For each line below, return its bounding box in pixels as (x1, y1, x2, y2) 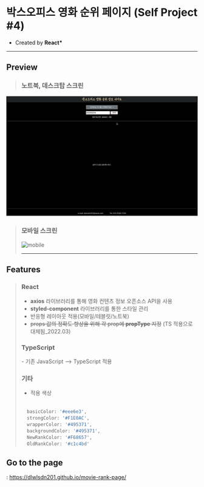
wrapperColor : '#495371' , (27, 421, 92, 427)
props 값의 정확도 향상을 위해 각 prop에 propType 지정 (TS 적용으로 (30, 320, 193, 327)
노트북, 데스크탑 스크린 (21, 81, 84, 90)
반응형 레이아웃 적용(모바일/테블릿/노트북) (30, 312, 129, 319)
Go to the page (6, 457, 63, 468)
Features (6, 265, 41, 275)
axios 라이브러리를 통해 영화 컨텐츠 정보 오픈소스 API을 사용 (30, 297, 173, 304)
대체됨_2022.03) (30, 327, 71, 335)
